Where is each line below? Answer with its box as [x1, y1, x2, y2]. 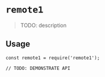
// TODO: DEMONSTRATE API [5, 65, 70, 71]
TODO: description [20, 21, 67, 29]
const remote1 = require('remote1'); [5, 55, 100, 61]
